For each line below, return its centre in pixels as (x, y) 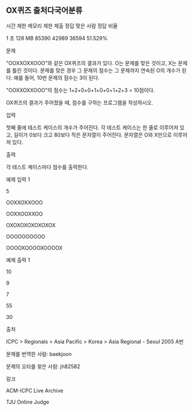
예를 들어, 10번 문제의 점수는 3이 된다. (57, 77)
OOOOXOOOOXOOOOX (34, 248)
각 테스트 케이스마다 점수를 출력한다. (47, 167)
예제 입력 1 (18, 179)
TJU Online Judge (28, 402)
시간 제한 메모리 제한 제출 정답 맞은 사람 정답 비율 (62, 26)
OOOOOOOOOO (26, 237)
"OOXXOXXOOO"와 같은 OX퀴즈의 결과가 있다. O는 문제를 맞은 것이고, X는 (91, 63)
